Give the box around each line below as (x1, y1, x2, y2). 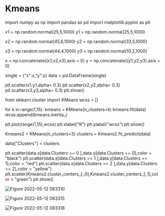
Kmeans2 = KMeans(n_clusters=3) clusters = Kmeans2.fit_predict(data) (5, 130, 151, 136)
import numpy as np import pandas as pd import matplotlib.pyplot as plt (5, 19, 151, 25)
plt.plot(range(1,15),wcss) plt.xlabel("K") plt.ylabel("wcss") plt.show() (5, 121, 145, 127)
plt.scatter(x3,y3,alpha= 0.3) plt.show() (5, 87, 85, 93)
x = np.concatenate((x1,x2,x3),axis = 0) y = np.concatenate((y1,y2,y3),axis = (5, 57, 161, 63)
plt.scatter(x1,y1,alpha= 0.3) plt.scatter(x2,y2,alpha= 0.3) (5, 82, 121, 88)
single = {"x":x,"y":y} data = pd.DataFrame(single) (5, 72, 107, 78)
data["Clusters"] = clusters (5, 140, 60, 146)
